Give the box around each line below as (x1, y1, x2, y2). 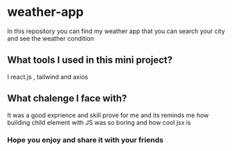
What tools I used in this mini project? (7, 54, 173, 66)
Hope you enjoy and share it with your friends (7, 135, 164, 145)
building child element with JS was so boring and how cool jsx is (7, 118, 192, 126)
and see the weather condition (7, 34, 95, 42)
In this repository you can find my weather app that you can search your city (7, 27, 225, 35)
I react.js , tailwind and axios (7, 72, 89, 81)
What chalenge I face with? (7, 92, 127, 104)
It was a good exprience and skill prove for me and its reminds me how (7, 111, 209, 119)
